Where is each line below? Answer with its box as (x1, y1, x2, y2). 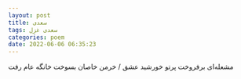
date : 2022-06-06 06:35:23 (8, 41, 97, 48)
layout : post (8, 11, 51, 20)
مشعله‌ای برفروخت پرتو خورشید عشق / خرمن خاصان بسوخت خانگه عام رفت (8, 62, 234, 71)
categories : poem (8, 33, 65, 41)
